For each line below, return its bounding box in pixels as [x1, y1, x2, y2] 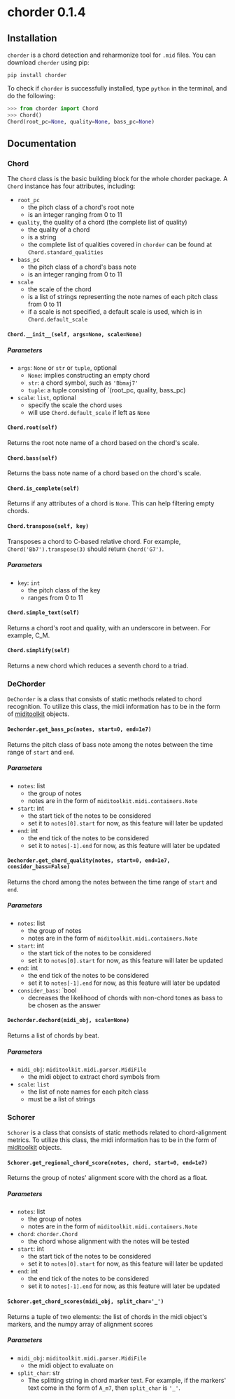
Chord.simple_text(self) [7, 609, 80, 616]
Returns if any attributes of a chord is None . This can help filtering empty [7, 499, 215, 508]
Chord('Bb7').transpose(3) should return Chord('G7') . [7, 545, 164, 553]
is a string [27, 233, 57, 241]
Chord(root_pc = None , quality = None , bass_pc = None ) [7, 118, 155, 125]
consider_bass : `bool [17, 986, 77, 994]
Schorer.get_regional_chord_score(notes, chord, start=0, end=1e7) [7, 1159, 208, 1166]
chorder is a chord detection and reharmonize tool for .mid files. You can [7, 51, 216, 59]
